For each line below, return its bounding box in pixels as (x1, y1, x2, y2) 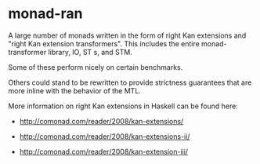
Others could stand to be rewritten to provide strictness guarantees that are (8, 78, 252, 87)
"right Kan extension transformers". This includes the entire (8, 38, 200, 48)
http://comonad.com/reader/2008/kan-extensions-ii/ (19, 131, 190, 141)
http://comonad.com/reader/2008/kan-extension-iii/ (19, 147, 189, 156)
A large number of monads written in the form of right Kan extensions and (8, 31, 247, 40)
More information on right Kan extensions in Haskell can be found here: (8, 101, 239, 111)
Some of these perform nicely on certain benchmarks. (8, 62, 183, 71)
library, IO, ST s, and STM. (48, 47, 133, 56)
